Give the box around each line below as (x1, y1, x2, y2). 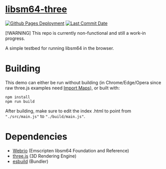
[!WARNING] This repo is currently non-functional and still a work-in (5, 30, 146, 36)
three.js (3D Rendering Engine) (12, 153, 77, 159)
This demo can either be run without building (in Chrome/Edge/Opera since (5, 79, 161, 85)
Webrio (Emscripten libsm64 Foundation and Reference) (12, 147, 129, 153)
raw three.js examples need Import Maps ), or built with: (5, 85, 120, 91)
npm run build (5, 99, 35, 104)
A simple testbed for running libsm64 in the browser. (5, 45, 114, 51)
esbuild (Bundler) (12, 158, 49, 164)
